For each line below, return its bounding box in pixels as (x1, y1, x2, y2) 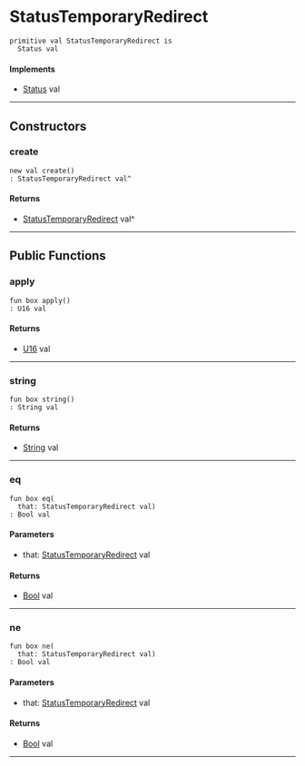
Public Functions (9, 248, 106, 264)
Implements (9, 64, 56, 74)
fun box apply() (9, 296, 71, 305)
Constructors (9, 118, 87, 133)
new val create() (9, 166, 75, 175)
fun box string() (9, 395, 75, 405)
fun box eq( (9, 494, 54, 503)
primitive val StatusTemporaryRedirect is (9, 36, 172, 45)
